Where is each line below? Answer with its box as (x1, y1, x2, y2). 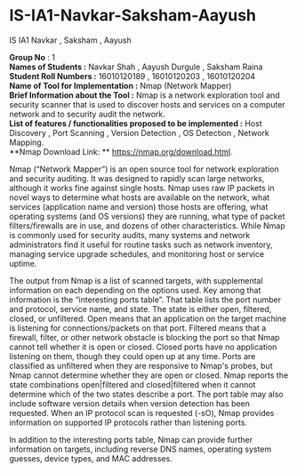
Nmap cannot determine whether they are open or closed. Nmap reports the (9, 370, 289, 381)
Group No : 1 (9, 52, 56, 62)
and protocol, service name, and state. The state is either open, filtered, (9, 303, 272, 314)
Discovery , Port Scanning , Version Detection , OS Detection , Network (9, 127, 269, 138)
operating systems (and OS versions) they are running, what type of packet (9, 211, 285, 221)
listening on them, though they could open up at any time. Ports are (9, 350, 256, 361)
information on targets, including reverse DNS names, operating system (9, 444, 272, 454)
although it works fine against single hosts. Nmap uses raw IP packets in (9, 182, 275, 193)
